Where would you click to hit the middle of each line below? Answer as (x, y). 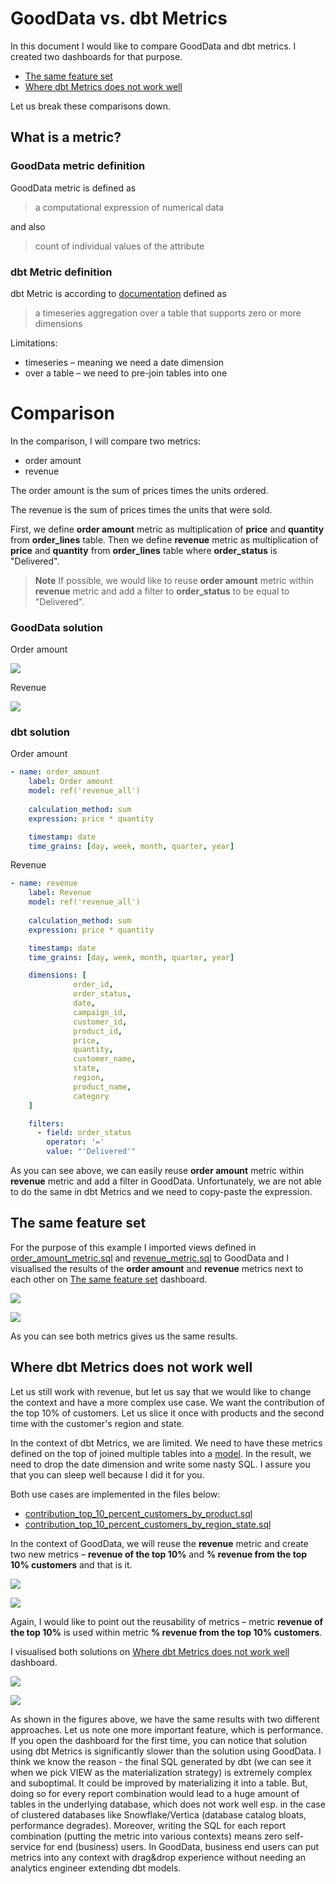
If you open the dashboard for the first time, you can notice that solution (158, 1740)
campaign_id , (100, 1012)
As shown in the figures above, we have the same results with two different (165, 1719)
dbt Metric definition (61, 272)
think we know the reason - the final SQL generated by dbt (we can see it (161, 1761)
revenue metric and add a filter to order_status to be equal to (162, 591)
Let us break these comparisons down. (90, 106)
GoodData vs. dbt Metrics (119, 18)
